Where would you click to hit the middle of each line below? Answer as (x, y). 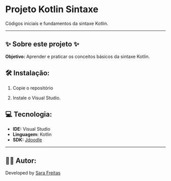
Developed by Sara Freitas (33, 173)
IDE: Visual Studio (32, 129)
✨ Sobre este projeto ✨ (42, 44)
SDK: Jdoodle (27, 140)
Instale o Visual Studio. (37, 98)
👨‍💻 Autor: (21, 160)
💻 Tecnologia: (29, 114)
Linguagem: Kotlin (32, 134)
